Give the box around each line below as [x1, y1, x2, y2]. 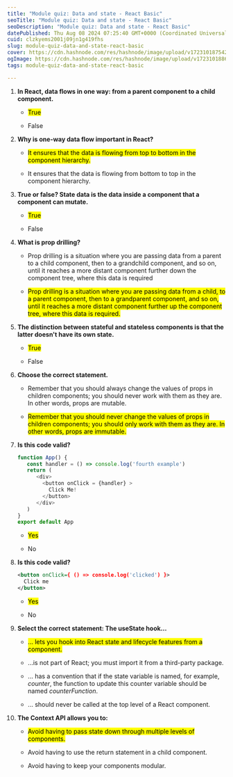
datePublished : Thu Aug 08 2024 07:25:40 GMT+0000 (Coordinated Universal [7, 29, 228, 37]
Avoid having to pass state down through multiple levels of [27, 727, 195, 735]
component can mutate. [17, 198, 89, 206]
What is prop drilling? [17, 238, 81, 246]
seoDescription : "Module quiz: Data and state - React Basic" [7, 23, 191, 30]
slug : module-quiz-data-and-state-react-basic [7, 42, 144, 49]
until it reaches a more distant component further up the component [27, 302, 223, 310]
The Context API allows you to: [17, 714, 108, 722]
